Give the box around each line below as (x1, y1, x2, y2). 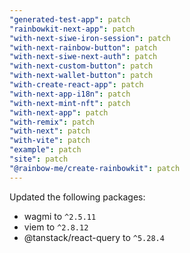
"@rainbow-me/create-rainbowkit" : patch (9, 163, 181, 173)
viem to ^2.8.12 (23, 221, 89, 233)
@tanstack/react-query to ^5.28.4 (23, 231, 165, 243)
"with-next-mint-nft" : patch (9, 98, 131, 108)
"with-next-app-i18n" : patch (9, 89, 131, 99)
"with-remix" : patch (9, 117, 96, 127)
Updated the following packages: (9, 191, 146, 203)
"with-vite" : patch (9, 136, 91, 146)
